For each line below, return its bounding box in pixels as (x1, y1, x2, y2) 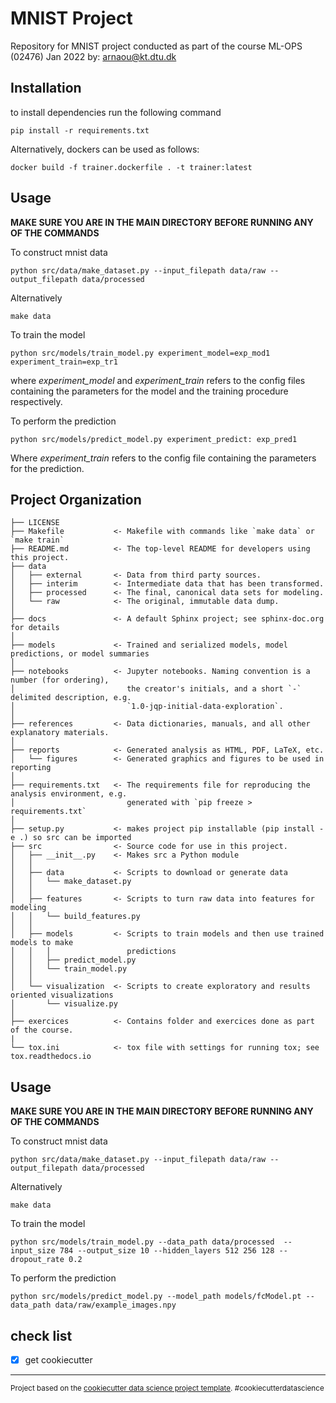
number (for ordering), (10, 675, 110, 686)
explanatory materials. (10, 728, 110, 738)
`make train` (10, 535, 65, 546)
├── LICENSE (10, 518, 60, 528)
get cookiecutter (24, 1354, 93, 1366)
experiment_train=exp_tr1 (10, 357, 118, 367)
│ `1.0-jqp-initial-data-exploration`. (10, 702, 284, 712)
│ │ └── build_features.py (10, 912, 141, 922)
